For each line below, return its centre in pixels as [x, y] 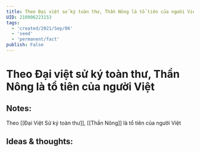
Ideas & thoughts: [40, 142]
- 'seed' [22, 34]
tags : [13, 23]
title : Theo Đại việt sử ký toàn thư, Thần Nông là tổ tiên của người [96, 12]
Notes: [19, 108]
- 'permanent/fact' [36, 39]
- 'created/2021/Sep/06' [42, 28]
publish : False [25, 45]
